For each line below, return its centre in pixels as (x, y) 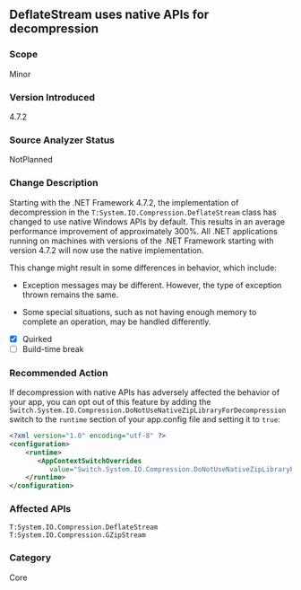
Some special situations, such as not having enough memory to (139, 312)
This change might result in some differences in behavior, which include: (143, 268)
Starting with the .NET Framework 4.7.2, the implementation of (124, 202)
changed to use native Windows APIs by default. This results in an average (147, 221)
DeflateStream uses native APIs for (109, 15)
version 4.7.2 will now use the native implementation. (107, 250)
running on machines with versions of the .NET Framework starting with (142, 241)
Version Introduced (52, 97)
